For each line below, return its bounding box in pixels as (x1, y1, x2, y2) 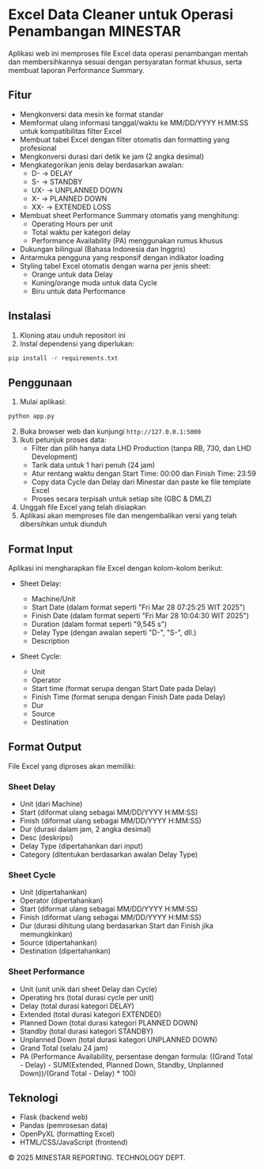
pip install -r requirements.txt (8, 354, 119, 362)
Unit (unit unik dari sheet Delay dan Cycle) (19, 984, 158, 994)
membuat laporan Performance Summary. (8, 65, 145, 74)
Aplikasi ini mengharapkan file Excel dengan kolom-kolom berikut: (8, 563, 224, 572)
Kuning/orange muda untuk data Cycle (31, 277, 158, 287)
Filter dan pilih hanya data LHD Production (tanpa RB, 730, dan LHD (31, 444, 251, 453)
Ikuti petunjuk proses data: (19, 435, 107, 445)
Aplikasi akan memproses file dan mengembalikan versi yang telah (19, 511, 237, 521)
